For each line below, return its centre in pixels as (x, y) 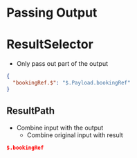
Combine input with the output (60, 128)
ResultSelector (50, 45)
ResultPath (30, 111)
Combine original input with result (75, 135)
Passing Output (52, 13)
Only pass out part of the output (62, 64)
